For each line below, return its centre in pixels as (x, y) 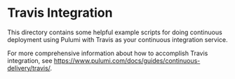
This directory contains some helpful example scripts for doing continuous (115, 32)
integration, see (30, 60)
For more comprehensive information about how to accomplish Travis (108, 53)
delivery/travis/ (29, 68)
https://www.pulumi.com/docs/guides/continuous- (127, 60)
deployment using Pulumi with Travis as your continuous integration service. (117, 39)
